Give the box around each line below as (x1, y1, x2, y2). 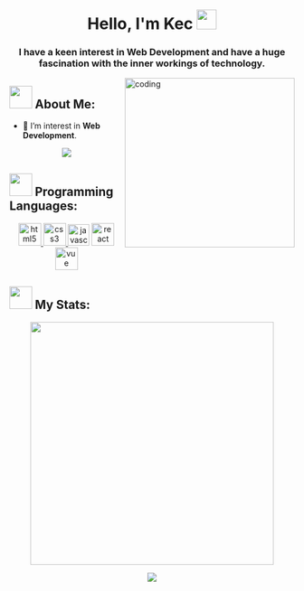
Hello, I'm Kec (87, 14, 194, 34)
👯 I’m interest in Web (22, 120, 101, 131)
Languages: (9, 199, 79, 214)
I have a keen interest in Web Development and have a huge (18, 46, 286, 59)
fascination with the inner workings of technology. (38, 57, 266, 70)
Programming (34, 184, 114, 200)
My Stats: (34, 297, 90, 313)
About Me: (34, 96, 96, 112)
